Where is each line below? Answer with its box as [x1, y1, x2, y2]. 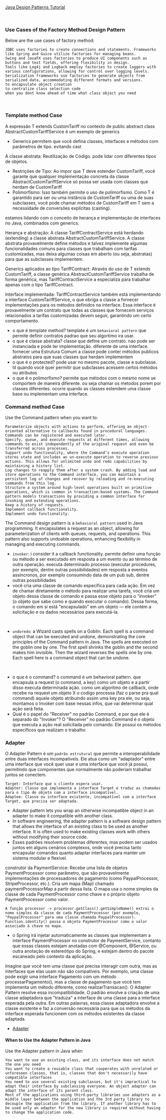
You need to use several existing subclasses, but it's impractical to [5, 1080, 156, 1085]
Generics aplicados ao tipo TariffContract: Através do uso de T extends [5, 266, 151, 272]
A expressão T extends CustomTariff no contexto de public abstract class [5, 123, 155, 129]
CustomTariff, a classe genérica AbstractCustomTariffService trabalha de [5, 271, 155, 277]
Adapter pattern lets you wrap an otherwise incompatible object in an [12, 807, 154, 813]
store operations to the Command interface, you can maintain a [5, 472, 141, 477]
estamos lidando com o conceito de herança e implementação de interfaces [5, 215, 161, 221]
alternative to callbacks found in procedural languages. [25, 428, 148, 434]
